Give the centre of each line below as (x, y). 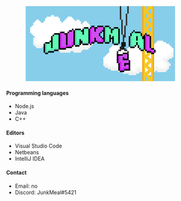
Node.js (24, 106)
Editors (16, 133)
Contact (16, 172)
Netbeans (27, 152)
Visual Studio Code (39, 146)
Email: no (26, 186)
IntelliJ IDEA (30, 159)
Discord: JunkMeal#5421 (45, 192)
